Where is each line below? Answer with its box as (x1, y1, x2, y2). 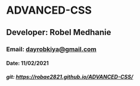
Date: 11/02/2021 (6, 60, 49, 67)
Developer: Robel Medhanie (6, 27, 111, 37)
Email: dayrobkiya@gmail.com (6, 45, 97, 53)
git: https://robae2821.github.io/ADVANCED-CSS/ (6, 73, 133, 80)
